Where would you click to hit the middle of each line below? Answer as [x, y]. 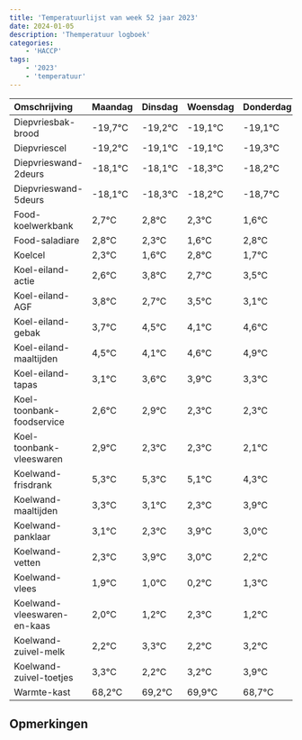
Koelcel [30, 255]
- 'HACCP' [44, 51]
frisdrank [33, 485]
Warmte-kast [42, 692]
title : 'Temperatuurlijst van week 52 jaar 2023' [104, 18]
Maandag [112, 106]
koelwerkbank [44, 225]
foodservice [39, 422]
